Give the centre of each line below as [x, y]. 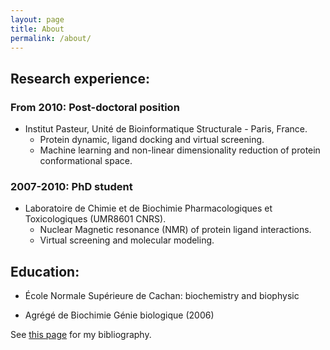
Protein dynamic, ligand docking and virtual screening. [152, 140]
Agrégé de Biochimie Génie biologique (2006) [119, 315]
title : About [37, 29]
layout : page [37, 19]
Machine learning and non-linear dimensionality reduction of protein [180, 150]
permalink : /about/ [51, 38]
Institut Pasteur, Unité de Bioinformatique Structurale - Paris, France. [166, 129]
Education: [45, 271]
